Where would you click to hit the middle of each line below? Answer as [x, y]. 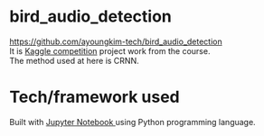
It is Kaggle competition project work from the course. [110, 50]
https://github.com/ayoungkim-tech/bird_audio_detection [116, 41]
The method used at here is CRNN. [74, 60]
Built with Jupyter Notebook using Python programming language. [132, 122]
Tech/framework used [94, 97]
